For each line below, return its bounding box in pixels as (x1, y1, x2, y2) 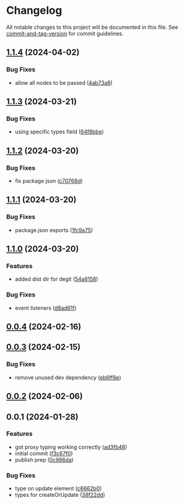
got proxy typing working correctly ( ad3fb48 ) (14, 443, 128, 450)
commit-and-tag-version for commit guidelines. (6, 29, 124, 37)
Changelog (6, 4, 62, 17)
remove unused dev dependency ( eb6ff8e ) (14, 373, 122, 381)
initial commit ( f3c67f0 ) (14, 449, 73, 457)
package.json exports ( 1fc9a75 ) (14, 226, 93, 233)
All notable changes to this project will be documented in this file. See (6, 23, 179, 31)
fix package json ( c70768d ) (14, 177, 83, 184)
